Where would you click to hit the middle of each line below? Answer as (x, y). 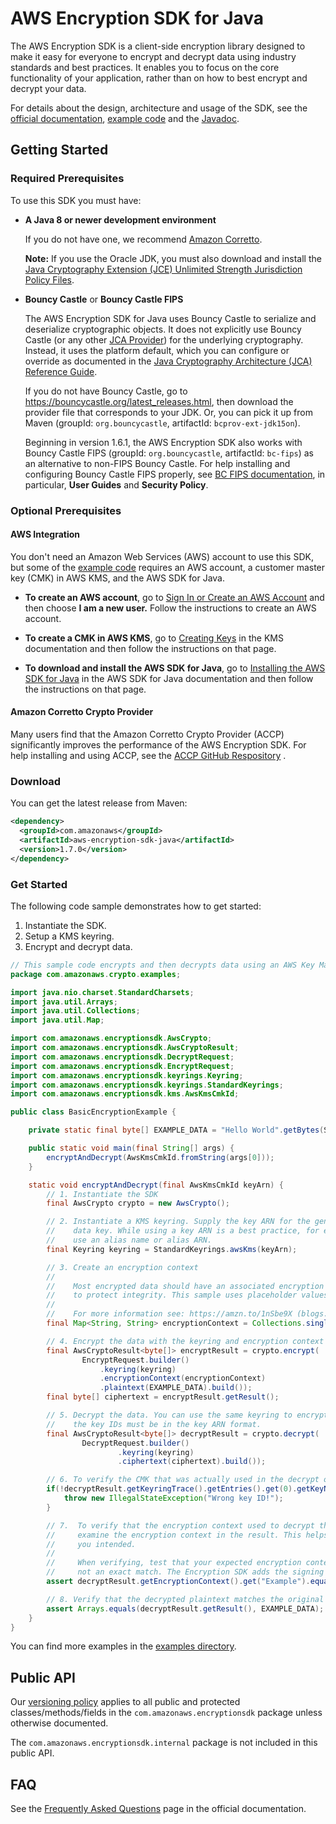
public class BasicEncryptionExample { (93, 1112)
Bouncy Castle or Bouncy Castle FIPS (104, 299)
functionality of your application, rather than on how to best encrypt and (159, 78)
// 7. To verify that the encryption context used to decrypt (180, 1525)
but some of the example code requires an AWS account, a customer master (168, 567)
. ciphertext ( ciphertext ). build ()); (192, 1462)
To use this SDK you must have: (76, 200)
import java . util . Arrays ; (64, 1002)
